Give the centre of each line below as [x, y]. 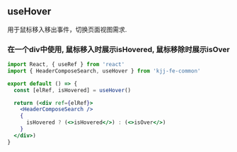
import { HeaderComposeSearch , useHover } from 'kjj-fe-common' [104, 71]
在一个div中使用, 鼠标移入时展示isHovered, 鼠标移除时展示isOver [118, 49]
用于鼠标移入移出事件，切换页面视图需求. [67, 29]
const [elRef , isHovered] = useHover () [73, 90]
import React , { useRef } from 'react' [66, 65]
